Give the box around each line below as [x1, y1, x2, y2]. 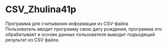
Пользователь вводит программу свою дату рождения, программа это [5, 26, 162, 32]
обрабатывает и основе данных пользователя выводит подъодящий [5, 31, 155, 37]
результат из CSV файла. [5, 37, 60, 43]
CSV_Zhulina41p [5, 4, 76, 15]
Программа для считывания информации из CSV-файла [5, 20, 129, 27]
